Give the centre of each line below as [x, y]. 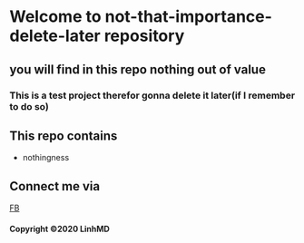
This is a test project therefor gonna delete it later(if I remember [152, 95]
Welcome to [55, 17]
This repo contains [64, 136]
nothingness [46, 158]
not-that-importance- [188, 17]
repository [144, 36]
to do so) [29, 106]
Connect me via [55, 186]
